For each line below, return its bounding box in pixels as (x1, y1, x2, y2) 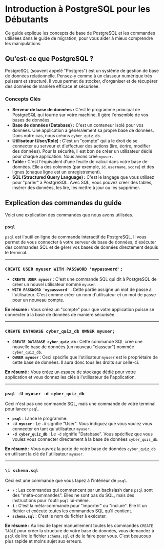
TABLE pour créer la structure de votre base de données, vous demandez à (5, 528, 155, 534)
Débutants (5, 14, 49, 25)
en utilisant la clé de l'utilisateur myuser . (5, 451, 84, 457)
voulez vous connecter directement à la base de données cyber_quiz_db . (12, 436, 159, 442)
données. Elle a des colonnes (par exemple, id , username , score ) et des (12, 164, 155, 170)
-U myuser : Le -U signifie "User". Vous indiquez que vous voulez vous (12, 421, 152, 427)
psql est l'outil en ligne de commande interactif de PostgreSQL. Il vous (5, 234, 146, 240)
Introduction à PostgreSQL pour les (5, 3, 150, 15)
